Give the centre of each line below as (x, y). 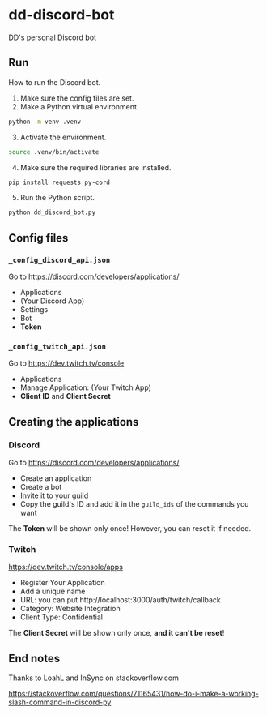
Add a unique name (53, 591)
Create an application (56, 478)
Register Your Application (62, 583)
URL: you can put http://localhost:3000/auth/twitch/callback (120, 600)
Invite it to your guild (54, 495)
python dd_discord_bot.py (52, 212)
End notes (34, 658)
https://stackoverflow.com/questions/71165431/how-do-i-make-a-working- (133, 694)
